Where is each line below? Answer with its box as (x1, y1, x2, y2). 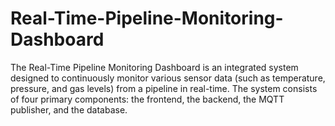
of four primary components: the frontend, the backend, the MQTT (10, 93, 285, 105)
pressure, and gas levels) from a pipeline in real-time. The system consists (10, 82, 318, 94)
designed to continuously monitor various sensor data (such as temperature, (10, 72, 326, 84)
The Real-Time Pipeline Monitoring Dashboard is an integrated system (10, 61, 299, 73)
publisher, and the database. (10, 103, 128, 116)
